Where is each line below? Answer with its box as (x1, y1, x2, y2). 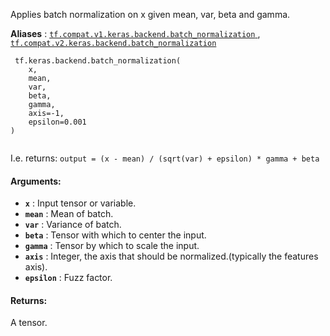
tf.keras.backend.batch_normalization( (14, 56, 182, 66)
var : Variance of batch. (24, 219, 122, 231)
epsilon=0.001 (28, 117, 87, 127)
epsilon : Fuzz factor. (24, 272, 113, 284)
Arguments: (10, 175, 62, 187)
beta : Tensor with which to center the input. (24, 229, 207, 241)
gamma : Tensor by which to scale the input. (24, 240, 200, 252)
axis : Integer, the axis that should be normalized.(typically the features (24, 250, 319, 263)
